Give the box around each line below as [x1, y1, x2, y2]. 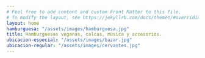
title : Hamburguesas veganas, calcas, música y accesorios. [6, 31, 163, 37]
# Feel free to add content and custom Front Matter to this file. [6, 8, 182, 15]
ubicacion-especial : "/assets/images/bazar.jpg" [6, 37, 132, 43]
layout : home [6, 20, 40, 26]
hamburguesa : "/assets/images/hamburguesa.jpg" [6, 25, 130, 32]
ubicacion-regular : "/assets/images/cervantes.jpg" [6, 43, 140, 49]
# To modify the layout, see [6, 14, 81, 21]
